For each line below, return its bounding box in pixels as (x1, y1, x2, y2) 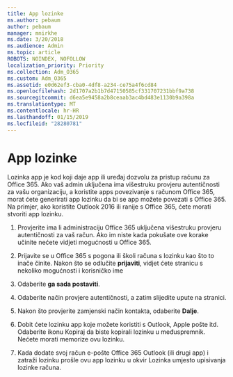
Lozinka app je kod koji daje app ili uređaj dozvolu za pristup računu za (7, 173, 210, 182)
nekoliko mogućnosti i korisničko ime (17, 266, 124, 275)
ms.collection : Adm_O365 (7, 68, 79, 75)
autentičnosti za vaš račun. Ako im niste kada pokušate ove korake (17, 231, 209, 239)
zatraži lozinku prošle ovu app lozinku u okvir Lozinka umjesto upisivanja (17, 356, 226, 364)
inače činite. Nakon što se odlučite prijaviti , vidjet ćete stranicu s (17, 259, 203, 268)
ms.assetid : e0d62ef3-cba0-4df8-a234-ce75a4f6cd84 (7, 81, 157, 88)
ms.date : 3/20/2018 (7, 36, 64, 43)
